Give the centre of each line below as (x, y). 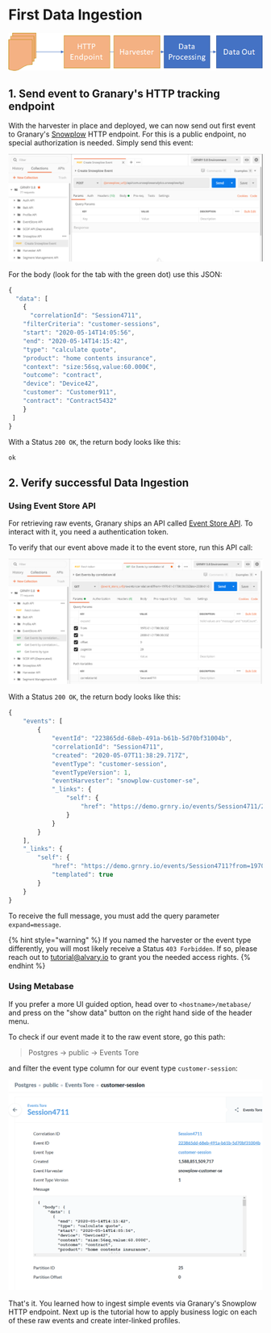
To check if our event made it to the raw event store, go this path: (117, 1037)
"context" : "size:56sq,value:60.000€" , (90, 367)
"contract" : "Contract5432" (70, 401)
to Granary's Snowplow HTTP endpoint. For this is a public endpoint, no (127, 134)
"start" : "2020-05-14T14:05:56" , (79, 333)
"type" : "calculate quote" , (70, 350)
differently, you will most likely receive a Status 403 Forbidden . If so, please (133, 948)
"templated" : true (82, 874)
